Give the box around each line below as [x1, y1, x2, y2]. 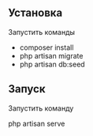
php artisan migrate [19, 51, 84, 60]
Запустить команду [8, 103, 74, 113]
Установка [8, 6, 63, 20]
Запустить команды [8, 27, 76, 36]
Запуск [8, 82, 46, 96]
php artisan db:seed [19, 59, 85, 69]
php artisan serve [8, 119, 65, 128]
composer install [19, 43, 74, 52]
